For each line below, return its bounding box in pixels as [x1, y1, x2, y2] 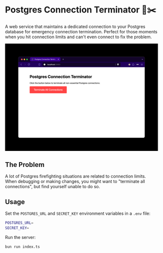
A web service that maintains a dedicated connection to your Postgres [5, 23, 146, 30]
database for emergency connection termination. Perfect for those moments [5, 29, 158, 34]
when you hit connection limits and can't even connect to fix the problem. [5, 34, 152, 40]
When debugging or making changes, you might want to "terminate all [5, 179, 146, 184]
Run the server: [5, 234, 36, 240]
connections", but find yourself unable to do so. [5, 184, 100, 190]
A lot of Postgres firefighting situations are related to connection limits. [5, 173, 147, 179]
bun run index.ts [5, 244, 40, 249]
